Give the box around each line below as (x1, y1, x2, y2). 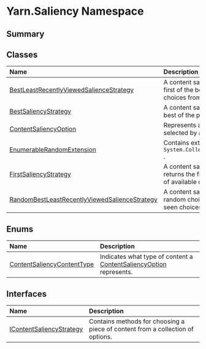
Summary (6, 29, 45, 39)
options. (88, 332, 112, 341)
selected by (163, 129, 197, 137)
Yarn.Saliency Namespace (6, 4, 144, 18)
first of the (163, 86, 194, 94)
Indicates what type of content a (100, 253, 193, 261)
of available (163, 178, 197, 186)
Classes (6, 49, 38, 59)
